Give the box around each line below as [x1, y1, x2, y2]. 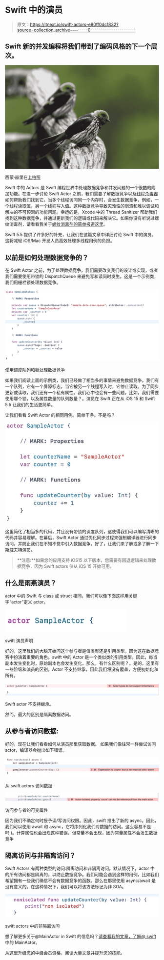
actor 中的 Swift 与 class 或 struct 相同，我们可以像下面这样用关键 [5, 593, 138, 599]
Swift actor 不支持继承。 [5, 701, 54, 707]
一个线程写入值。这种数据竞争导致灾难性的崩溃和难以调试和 [39, 203, 159, 209]
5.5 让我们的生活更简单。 [5, 401, 56, 407]
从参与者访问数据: [5, 727, 59, 736]
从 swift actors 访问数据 [5, 782, 53, 788]
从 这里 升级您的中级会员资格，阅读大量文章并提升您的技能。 [5, 950, 125, 956]
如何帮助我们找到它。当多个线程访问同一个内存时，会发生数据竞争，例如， [5, 197, 155, 203]
